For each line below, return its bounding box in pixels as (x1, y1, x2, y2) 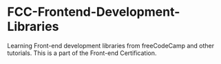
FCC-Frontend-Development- (7, 4, 180, 20)
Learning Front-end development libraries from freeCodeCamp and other (7, 41, 215, 50)
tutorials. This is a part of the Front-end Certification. (7, 49, 157, 57)
